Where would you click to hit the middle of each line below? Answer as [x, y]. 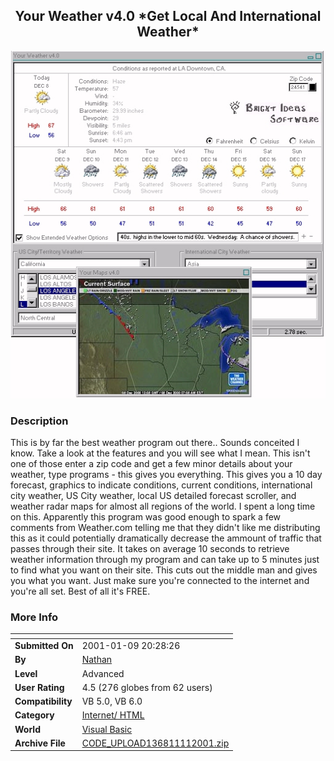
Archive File [40, 743]
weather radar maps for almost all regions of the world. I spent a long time [163, 506]
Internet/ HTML [113, 715]
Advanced [103, 673]
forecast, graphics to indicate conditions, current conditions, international [161, 485]
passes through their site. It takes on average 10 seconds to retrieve [150, 549]
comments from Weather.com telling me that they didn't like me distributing [165, 528]
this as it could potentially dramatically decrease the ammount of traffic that [166, 538]
